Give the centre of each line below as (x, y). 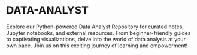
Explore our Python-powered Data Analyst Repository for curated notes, (95, 27)
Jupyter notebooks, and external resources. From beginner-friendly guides (99, 33)
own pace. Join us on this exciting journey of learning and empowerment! (97, 46)
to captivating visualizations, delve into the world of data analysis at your (96, 39)
